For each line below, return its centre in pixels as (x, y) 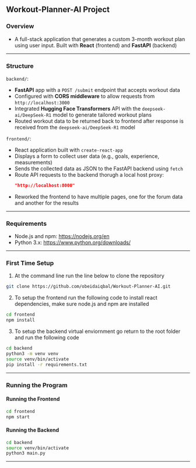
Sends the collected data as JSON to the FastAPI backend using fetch (99, 168)
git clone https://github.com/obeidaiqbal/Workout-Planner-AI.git (88, 287)
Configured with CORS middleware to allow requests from (85, 96)
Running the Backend (33, 430)
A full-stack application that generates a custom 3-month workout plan (100, 39)
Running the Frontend (33, 399)
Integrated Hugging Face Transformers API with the (78, 108)
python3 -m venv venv (32, 353)
